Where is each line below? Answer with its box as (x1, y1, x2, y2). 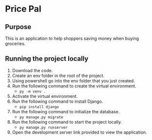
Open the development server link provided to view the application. (12, 129, 147, 135)
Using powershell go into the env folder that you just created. (12, 78, 135, 83)
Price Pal (5, 3, 41, 15)
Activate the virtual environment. (12, 93, 78, 99)
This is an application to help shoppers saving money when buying (5, 35, 139, 41)
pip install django (19, 104, 59, 109)
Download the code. (12, 67, 53, 73)
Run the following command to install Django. (12, 98, 103, 104)
